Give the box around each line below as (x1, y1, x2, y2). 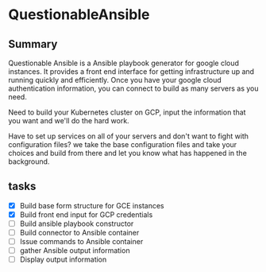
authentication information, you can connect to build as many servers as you (8, 84, 259, 93)
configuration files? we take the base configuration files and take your (8, 140, 237, 149)
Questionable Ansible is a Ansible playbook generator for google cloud (8, 58, 240, 68)
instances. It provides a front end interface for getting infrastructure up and (8, 67, 255, 76)
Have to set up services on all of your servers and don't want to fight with (8, 131, 249, 141)
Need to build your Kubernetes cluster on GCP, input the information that (8, 107, 246, 117)
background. (8, 157, 50, 166)
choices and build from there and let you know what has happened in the (8, 149, 248, 157)
